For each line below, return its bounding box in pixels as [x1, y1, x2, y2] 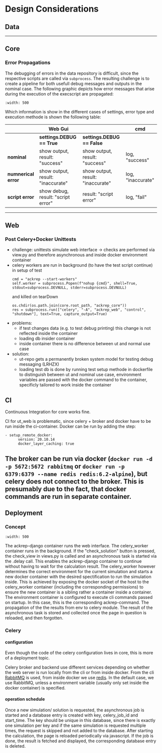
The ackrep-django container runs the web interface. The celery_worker [5, 543, 148, 549]
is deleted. [5, 743, 26, 749]
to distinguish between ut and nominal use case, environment [19, 372, 142, 378]
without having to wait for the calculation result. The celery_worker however [5, 563, 156, 569]
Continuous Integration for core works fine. [5, 409, 91, 415]
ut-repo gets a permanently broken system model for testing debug [19, 356, 153, 362]
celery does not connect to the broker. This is [5, 477, 144, 485]
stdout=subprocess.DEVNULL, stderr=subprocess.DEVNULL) [12, 285, 127, 290]
